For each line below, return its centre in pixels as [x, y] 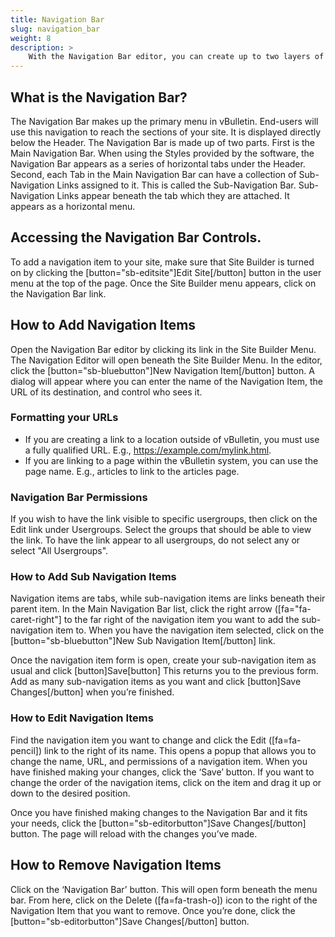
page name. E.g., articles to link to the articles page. [132, 471]
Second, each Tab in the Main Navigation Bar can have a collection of [153, 174]
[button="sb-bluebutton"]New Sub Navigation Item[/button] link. [143, 641]
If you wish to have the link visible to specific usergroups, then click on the [164, 519]
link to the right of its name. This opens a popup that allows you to [180, 750]
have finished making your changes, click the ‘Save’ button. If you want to [162, 772]
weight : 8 [31, 38]
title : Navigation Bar [57, 19]
